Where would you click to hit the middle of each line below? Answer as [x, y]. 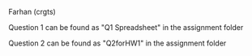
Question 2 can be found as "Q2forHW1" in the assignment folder [117, 43]
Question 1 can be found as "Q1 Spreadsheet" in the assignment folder [126, 27]
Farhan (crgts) [32, 12]
